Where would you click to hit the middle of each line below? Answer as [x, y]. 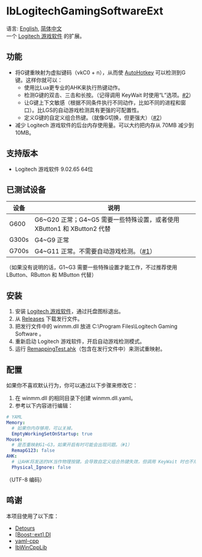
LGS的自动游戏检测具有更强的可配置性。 [92, 110]
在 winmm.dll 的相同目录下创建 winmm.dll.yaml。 [75, 398]
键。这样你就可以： [39, 80]
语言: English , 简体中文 [34, 28]
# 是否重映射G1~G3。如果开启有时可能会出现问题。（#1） [72, 445]
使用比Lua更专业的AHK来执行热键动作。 [74, 87]
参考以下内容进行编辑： [44, 405]
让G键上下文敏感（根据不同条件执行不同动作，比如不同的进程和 [103, 102]
